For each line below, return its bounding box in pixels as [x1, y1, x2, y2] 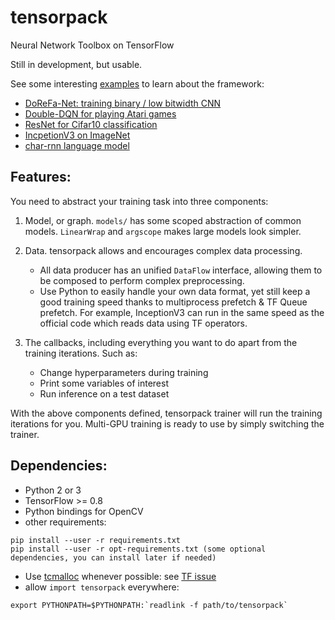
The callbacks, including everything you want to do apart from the [24, 336, 298, 348]
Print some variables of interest [39, 377, 169, 389]
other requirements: [24, 516, 107, 528]
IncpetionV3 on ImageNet [24, 129, 131, 141]
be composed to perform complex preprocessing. [39, 274, 245, 286]
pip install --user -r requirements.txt [10, 535, 182, 545]
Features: [10, 169, 72, 186]
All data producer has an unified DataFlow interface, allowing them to [39, 264, 323, 276]
